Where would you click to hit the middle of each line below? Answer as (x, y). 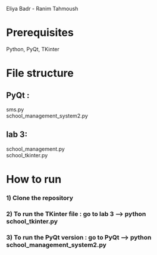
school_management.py (36, 149)
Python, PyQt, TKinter (33, 49)
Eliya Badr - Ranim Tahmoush (42, 9)
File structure (40, 73)
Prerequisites (40, 33)
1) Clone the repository (40, 198)
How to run (34, 179)
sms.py (15, 109)
